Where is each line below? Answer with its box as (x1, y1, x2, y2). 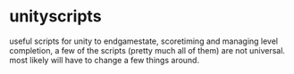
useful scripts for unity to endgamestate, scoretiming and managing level (9, 36, 279, 46)
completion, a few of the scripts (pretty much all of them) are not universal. (9, 45, 286, 55)
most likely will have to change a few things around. (9, 54, 199, 65)
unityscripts (9, 6, 102, 27)
